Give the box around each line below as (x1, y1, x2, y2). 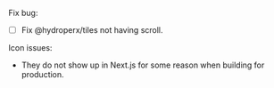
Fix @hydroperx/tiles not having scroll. (21, 25, 163, 35)
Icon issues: (8, 43, 53, 53)
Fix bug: (8, 8, 38, 18)
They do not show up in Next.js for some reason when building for (21, 60, 265, 70)
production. (21, 69, 64, 80)
